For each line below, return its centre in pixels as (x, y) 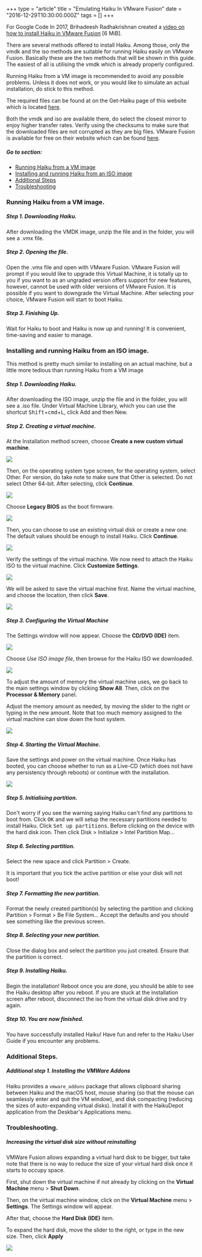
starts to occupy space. (36, 1170)
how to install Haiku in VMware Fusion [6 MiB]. (64, 33)
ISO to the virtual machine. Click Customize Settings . (73, 566)
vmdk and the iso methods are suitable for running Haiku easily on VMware (100, 51)
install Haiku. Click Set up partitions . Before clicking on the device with (100, 826)
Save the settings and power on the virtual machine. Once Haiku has (91, 759)
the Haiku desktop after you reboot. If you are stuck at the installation (92, 992)
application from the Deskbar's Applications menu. (69, 1112)
